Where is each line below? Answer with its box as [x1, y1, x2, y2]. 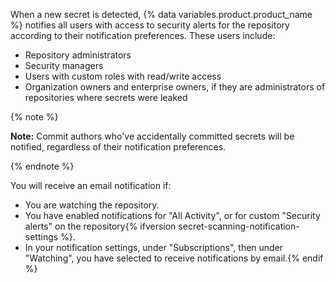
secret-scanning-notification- [178, 220, 300, 232]
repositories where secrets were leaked [24, 92, 188, 103]
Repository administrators [24, 49, 132, 61]
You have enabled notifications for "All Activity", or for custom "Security [24, 210, 321, 221]
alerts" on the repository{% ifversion [24, 220, 177, 232]
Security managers [24, 60, 104, 71]
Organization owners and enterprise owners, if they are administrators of [24, 81, 326, 93]
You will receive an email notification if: [10, 180, 172, 191]
